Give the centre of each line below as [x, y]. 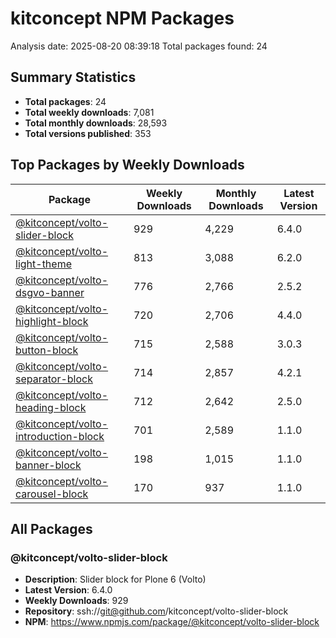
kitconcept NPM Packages [122, 18]
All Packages [51, 528]
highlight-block [52, 321]
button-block [47, 350]
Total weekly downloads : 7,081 [89, 112]
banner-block [48, 465]
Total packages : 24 [65, 101]
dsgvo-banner [50, 292]
